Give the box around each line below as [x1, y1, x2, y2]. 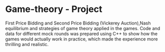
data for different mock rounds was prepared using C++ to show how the [5, 30, 158, 36]
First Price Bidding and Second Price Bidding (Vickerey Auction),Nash [5, 20, 151, 26]
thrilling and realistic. [5, 41, 49, 47]
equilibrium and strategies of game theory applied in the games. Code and [5, 25, 160, 31]
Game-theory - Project [5, 3, 103, 15]
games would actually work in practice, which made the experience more [5, 36, 158, 42]
